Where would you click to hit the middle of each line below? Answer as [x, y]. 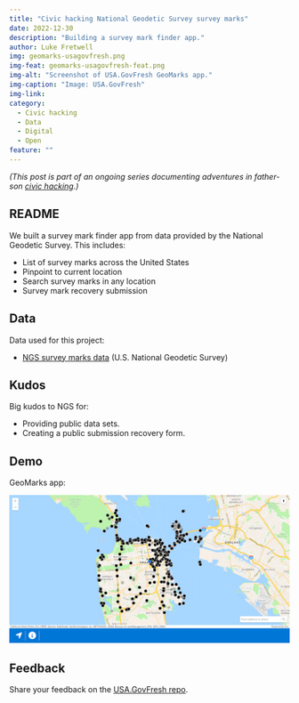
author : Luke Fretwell [51, 47]
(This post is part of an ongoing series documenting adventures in [131, 176]
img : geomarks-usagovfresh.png [67, 57]
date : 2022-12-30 [41, 28]
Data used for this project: [57, 340]
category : [28, 103]
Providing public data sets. [71, 424]
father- [267, 176]
